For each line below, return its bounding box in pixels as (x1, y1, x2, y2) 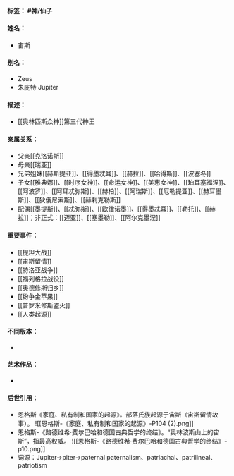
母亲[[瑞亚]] (17, 161, 52, 169)
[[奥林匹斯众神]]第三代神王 (17, 117, 95, 126)
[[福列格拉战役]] (17, 274, 65, 283)
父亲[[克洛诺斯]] (17, 152, 65, 160)
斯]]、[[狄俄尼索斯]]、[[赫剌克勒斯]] (17, 196, 121, 205)
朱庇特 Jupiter (17, 83, 58, 91)
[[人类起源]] (17, 310, 52, 318)
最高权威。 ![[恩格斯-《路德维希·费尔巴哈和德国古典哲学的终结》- (38, 437, 228, 446)
